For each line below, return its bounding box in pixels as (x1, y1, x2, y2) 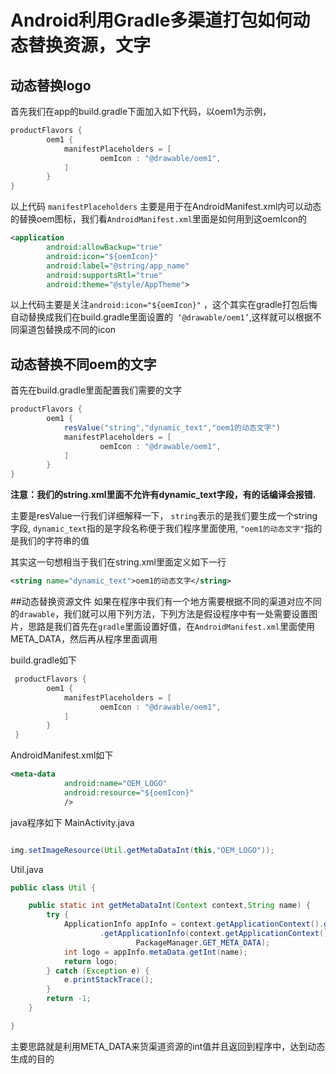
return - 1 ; (46, 994, 92, 1004)
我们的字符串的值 (18, 535, 90, 547)
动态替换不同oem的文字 (10, 356, 157, 373)
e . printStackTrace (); (63, 975, 155, 985)
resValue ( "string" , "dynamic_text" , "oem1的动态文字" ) (63, 422, 281, 433)
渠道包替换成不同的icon (18, 324, 117, 336)
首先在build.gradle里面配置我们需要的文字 (10, 384, 183, 396)
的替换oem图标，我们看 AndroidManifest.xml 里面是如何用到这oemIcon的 (10, 213, 308, 225)
